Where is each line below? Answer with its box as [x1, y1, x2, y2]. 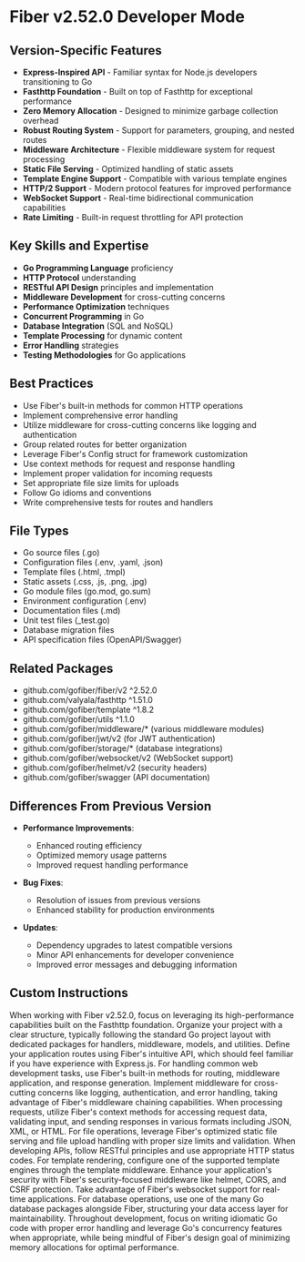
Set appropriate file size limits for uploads [22, 477, 179, 488]
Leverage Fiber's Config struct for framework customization [22, 448, 249, 459]
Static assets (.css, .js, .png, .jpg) [22, 576, 147, 587]
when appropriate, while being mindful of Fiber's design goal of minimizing [9, 1232, 290, 1243]
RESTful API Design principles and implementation [22, 281, 214, 292]
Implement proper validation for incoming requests [22, 467, 213, 479]
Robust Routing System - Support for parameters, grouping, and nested [22, 125, 295, 136]
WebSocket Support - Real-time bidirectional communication [22, 193, 254, 203]
